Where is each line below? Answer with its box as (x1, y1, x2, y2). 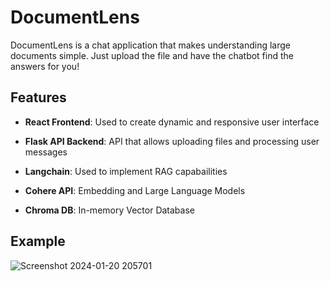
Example (10, 233, 66, 250)
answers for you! (10, 60, 80, 72)
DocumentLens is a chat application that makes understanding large (10, 39, 291, 51)
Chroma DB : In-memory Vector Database (24, 204, 195, 216)
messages (24, 146, 68, 158)
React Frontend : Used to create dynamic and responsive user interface (24, 116, 320, 128)
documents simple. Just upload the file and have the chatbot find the (10, 49, 294, 61)
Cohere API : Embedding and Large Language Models (24, 184, 246, 196)
